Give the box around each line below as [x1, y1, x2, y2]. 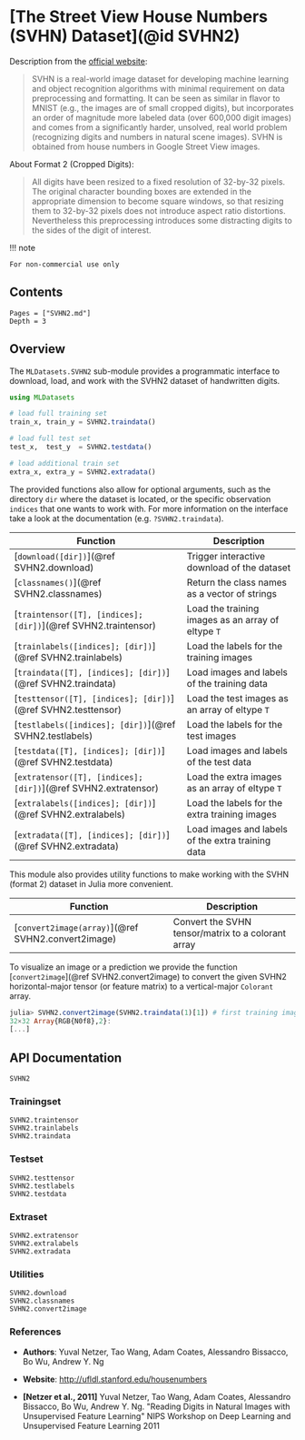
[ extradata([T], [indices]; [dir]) [14, 828, 167, 841]
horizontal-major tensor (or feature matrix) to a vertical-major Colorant [9, 981, 274, 992]
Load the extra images [186, 770, 282, 783]
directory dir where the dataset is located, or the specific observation [9, 493, 271, 504]
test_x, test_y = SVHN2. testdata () [9, 443, 152, 452]
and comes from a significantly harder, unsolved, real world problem [31, 121, 288, 133]
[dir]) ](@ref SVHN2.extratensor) [14, 781, 159, 794]
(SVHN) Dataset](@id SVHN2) [9, 25, 241, 46]
